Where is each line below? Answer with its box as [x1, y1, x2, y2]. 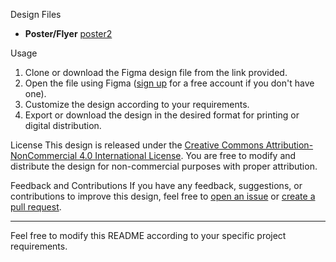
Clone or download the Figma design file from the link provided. [24, 67, 288, 78]
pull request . [10, 201, 62, 213]
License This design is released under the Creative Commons [10, 139, 264, 151]
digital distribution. [24, 120, 102, 131]
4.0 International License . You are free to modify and [79, 150, 297, 161]
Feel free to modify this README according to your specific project [10, 230, 287, 241]
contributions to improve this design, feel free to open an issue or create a [10, 190, 316, 202]
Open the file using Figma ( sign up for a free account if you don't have [24, 77, 315, 89]
